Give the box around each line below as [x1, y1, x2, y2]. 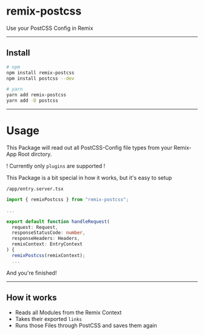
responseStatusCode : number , [12, 230, 86, 236]
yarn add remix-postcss [6, 92, 67, 98]
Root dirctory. [18, 150, 52, 158]
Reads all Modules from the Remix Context [15, 309, 122, 316]
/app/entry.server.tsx [6, 186, 64, 192]
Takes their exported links [15, 315, 83, 322]
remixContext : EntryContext [12, 241, 83, 247]
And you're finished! [6, 269, 57, 277]
